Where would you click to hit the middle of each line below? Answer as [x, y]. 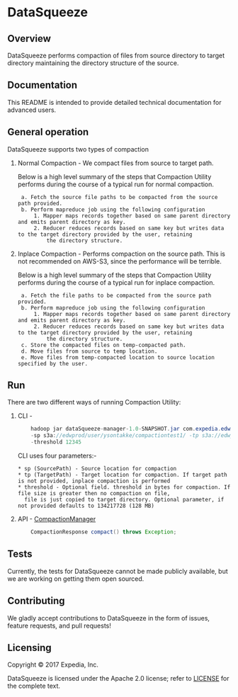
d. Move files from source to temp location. [89, 351]
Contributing [36, 601]
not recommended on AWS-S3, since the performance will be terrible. [119, 261]
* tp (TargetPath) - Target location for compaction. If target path [123, 475]
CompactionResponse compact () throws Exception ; [104, 532]
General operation [48, 132]
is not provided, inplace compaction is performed [94, 481]
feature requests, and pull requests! [59, 625]
